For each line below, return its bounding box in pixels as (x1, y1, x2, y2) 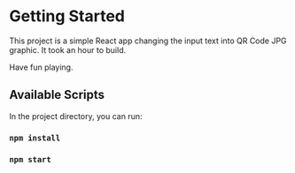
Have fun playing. (9, 62, 74, 72)
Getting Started (9, 6, 126, 26)
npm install (9, 132, 61, 143)
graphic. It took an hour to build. (9, 44, 127, 55)
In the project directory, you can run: (9, 110, 143, 121)
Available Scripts (9, 87, 105, 102)
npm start (9, 154, 51, 164)
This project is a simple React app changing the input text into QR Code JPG (9, 35, 287, 46)
